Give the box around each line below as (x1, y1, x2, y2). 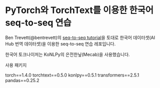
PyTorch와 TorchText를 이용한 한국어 (5, 4, 154, 16)
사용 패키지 (5, 62, 27, 68)
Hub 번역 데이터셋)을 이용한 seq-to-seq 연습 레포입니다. (5, 40, 116, 46)
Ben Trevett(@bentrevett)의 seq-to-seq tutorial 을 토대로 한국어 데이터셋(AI (5, 34, 155, 40)
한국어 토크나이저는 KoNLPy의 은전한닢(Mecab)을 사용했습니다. (5, 51, 130, 57)
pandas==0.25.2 (5, 77, 39, 83)
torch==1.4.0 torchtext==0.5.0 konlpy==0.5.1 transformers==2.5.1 (5, 72, 139, 78)
